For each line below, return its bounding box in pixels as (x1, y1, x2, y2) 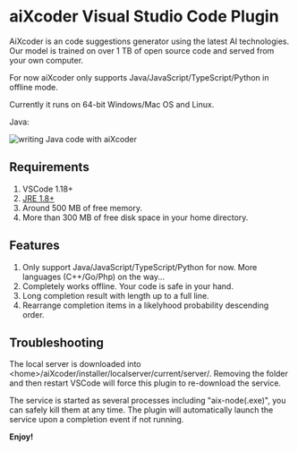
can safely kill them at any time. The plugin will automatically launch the (9, 404, 274, 415)
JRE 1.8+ (21, 192, 55, 203)
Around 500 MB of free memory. (21, 202, 143, 213)
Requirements (9, 159, 89, 175)
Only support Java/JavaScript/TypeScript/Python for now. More (21, 261, 258, 272)
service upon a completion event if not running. (9, 414, 184, 425)
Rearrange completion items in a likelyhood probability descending (21, 300, 269, 311)
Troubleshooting (9, 335, 105, 350)
